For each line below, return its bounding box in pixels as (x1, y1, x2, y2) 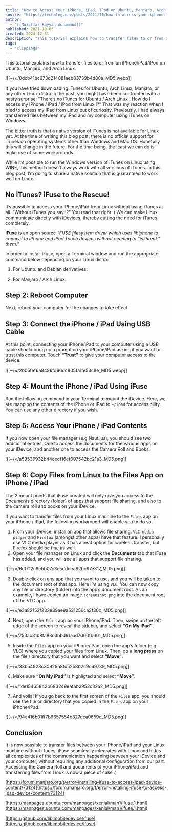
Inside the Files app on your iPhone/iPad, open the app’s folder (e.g (12, 642, 157, 648)
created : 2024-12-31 (5, 31, 50, 36)
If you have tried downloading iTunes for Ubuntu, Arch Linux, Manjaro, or (5, 85, 159, 91)
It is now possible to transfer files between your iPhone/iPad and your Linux (5, 742, 165, 748)
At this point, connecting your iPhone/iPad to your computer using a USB (5, 341, 159, 347)
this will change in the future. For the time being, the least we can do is (5, 144, 155, 150)
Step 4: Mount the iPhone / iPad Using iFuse (5, 382, 148, 391)
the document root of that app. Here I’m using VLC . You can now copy (12, 581, 159, 587)
